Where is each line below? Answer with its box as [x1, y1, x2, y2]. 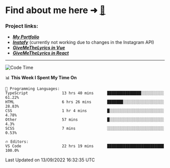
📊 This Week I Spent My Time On [5, 75, 77, 81]
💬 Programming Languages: [5, 86, 60, 91]
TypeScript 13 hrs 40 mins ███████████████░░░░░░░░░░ [5, 91, 164, 96]
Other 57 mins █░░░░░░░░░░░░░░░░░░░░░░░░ [5, 117, 164, 123]
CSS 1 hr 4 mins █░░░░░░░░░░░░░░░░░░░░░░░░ [5, 108, 164, 114]
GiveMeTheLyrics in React [12, 50, 69, 56]
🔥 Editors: [5, 139, 29, 144]
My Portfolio [12, 34, 39, 40]
